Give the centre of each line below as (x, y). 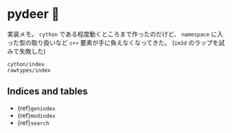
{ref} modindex (36, 115)
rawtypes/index (29, 70)
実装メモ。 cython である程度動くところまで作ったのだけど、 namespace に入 (115, 34)
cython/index (26, 64)
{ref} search (33, 123)
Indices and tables (48, 91)
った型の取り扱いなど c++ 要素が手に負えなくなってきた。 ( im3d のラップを (113, 42)
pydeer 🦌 (33, 14)
